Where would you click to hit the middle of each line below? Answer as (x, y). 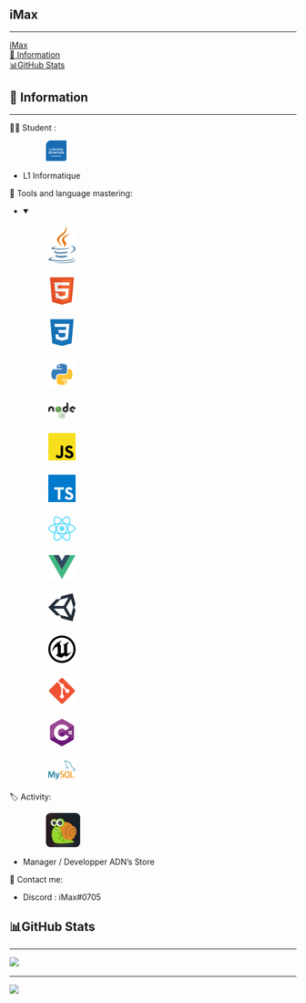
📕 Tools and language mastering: (71, 193)
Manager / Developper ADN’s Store (88, 862)
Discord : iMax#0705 (62, 897)
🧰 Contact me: (36, 879)
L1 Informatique (51, 176)
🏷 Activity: (31, 797)
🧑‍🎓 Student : (33, 128)
